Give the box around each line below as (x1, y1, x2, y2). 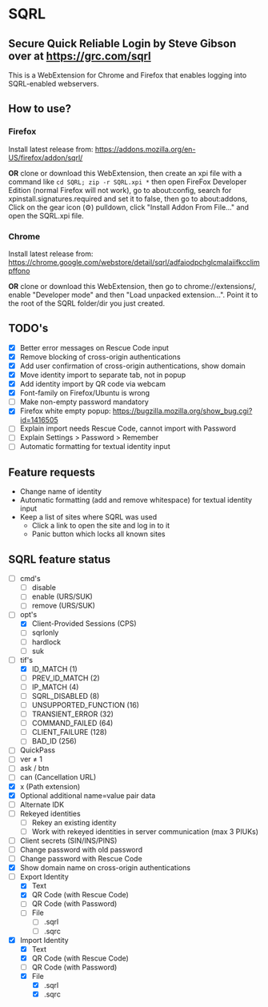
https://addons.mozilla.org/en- (94, 144, 196, 154)
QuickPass (19, 745, 56, 755)
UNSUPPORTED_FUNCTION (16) (31, 700, 140, 709)
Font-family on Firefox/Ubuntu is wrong (19, 388, 150, 398)
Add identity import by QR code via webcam (19, 379, 166, 389)
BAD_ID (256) (31, 736, 78, 746)
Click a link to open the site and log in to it (31, 521, 170, 531)
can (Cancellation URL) (19, 772, 97, 782)
